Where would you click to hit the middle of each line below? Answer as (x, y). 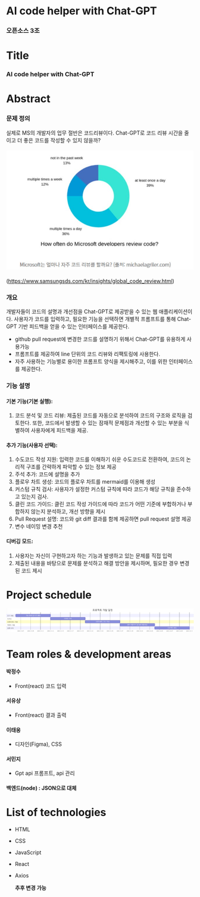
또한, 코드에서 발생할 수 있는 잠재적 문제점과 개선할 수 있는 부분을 (108, 423)
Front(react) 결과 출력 (40, 715)
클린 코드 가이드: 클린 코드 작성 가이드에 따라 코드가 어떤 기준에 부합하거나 (100, 504)
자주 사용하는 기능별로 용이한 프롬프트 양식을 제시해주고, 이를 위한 (91, 362)
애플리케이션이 (176, 312)
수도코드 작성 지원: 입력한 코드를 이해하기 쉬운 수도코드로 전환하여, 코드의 (100, 459)
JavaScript (28, 852)
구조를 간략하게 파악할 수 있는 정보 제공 (71, 467)
